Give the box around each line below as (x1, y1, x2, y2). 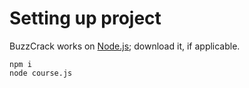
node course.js (9, 68, 73, 78)
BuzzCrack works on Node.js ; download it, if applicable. (9, 40, 241, 52)
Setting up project (9, 7, 162, 30)
